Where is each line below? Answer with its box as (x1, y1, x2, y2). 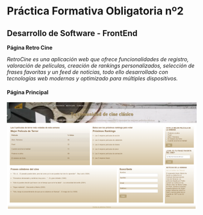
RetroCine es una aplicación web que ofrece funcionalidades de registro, (7, 56, 189, 62)
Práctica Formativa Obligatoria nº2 (7, 4, 184, 18)
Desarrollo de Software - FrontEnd (7, 28, 138, 38)
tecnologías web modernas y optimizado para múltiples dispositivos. (7, 75, 178, 82)
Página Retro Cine (7, 44, 53, 51)
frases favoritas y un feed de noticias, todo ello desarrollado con (7, 68, 168, 76)
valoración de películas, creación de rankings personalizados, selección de (7, 62, 195, 69)
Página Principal (7, 88, 49, 95)
